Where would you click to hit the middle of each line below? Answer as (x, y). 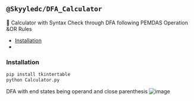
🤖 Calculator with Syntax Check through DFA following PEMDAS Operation (97, 23)
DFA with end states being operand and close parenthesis (77, 91)
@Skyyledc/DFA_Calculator (54, 9)
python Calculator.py (33, 80)
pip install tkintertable (38, 75)
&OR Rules (19, 29)
